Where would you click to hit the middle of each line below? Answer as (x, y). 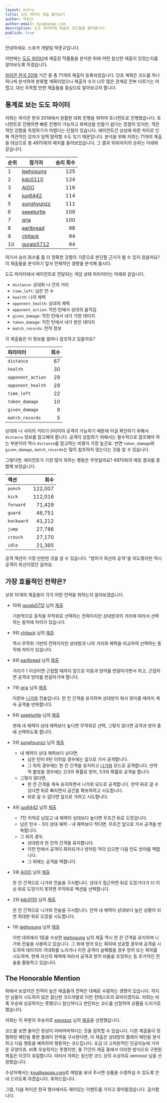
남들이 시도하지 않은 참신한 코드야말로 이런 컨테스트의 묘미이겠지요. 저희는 (82, 997)
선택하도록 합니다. (35, 732)
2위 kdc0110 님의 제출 (34, 899)
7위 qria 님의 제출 (30, 687)
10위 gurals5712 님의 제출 (38, 605)
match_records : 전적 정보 (37, 328)
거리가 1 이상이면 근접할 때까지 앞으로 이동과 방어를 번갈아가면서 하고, (80, 671)
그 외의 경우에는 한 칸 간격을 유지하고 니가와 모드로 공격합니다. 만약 (92, 765)
